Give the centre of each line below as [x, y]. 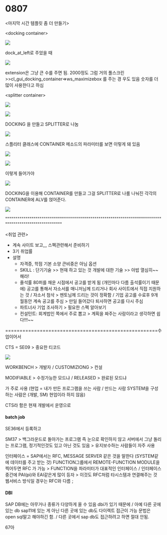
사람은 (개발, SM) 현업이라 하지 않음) [50, 394]
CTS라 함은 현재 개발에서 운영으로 [38, 405]
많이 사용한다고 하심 [24, 85]
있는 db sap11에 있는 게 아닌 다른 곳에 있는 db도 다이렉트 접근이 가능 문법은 [78, 511]
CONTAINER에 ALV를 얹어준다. [36, 199]
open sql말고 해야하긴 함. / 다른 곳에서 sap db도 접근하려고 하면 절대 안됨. [77, 517]
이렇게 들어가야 [20, 173]
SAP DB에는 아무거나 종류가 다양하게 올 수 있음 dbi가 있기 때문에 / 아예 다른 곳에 [83, 505]
